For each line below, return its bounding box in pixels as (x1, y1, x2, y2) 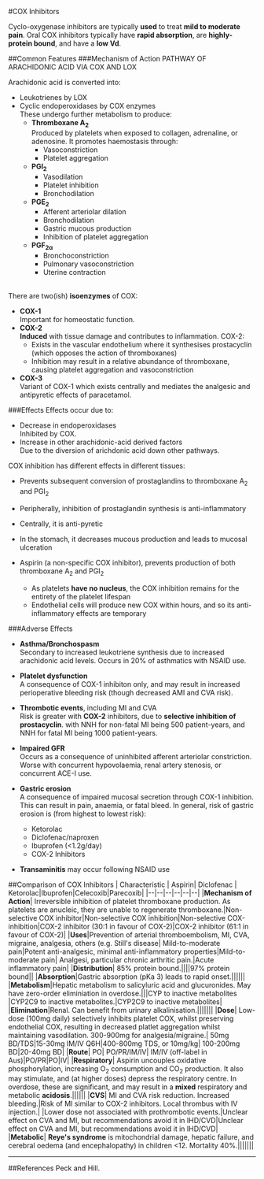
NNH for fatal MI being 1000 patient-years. (19, 728, 158, 737)
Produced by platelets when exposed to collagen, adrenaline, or (31, 128, 238, 137)
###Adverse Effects (8, 624, 73, 633)
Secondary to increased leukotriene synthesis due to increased (19, 647, 225, 657)
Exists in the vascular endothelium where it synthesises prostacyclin (31, 340, 252, 350)
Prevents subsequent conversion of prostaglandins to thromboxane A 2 (19, 476, 248, 488)
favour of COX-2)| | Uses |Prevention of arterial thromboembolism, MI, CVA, (8, 929, 250, 940)
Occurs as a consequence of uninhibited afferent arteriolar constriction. (19, 751, 252, 761)
